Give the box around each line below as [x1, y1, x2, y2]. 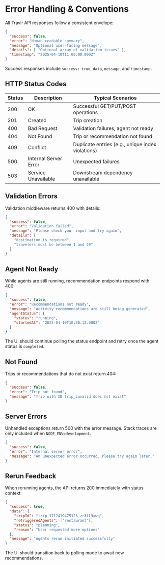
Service [27, 169, 46, 176]
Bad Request [27, 125, 57, 131]
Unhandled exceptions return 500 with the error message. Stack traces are [5, 425, 157, 431]
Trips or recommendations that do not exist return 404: [5, 371, 117, 377]
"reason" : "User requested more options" [14, 527, 100, 532]
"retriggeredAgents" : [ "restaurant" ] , [14, 518, 93, 523]
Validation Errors [5, 192, 58, 200]
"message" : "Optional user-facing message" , [9, 43, 102, 48]
